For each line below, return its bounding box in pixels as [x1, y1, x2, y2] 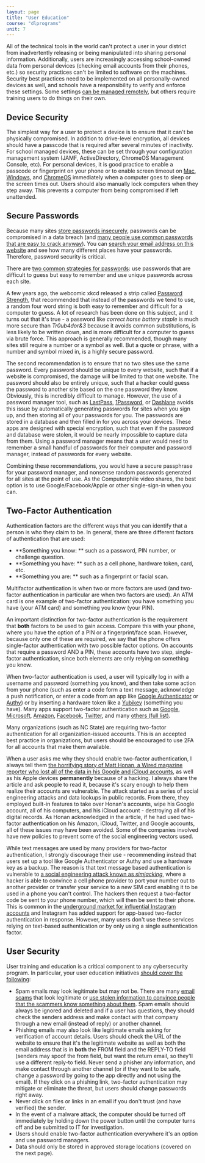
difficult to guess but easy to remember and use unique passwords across [6, 271, 193, 278]
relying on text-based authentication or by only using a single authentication [6, 922, 198, 929]
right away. [15, 1091, 44, 1098]
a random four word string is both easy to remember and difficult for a [6, 302, 182, 310]
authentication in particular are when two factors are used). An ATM [22, 591, 193, 598]
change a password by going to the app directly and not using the [15, 1072, 181, 1079]
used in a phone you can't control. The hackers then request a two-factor [6, 890, 191, 897]
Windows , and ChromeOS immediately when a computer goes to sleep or [6, 174, 191, 181]
